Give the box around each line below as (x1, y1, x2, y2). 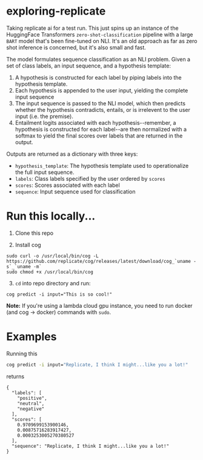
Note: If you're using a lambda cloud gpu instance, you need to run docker (6, 302, 193, 309)
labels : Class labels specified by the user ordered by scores (15, 175, 165, 182)
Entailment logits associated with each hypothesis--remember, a (15, 119, 176, 126)
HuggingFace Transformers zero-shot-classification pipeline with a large (6, 30, 193, 38)
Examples (6, 330, 57, 344)
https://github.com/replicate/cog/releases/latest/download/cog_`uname (6, 258, 191, 264)
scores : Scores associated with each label (15, 181, 120, 189)
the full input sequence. (15, 169, 75, 176)
